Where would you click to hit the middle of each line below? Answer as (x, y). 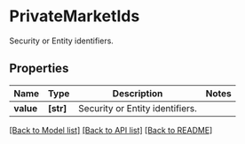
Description (138, 93)
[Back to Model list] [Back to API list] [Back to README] (111, 130)
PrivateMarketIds (75, 16)
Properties (39, 68)
